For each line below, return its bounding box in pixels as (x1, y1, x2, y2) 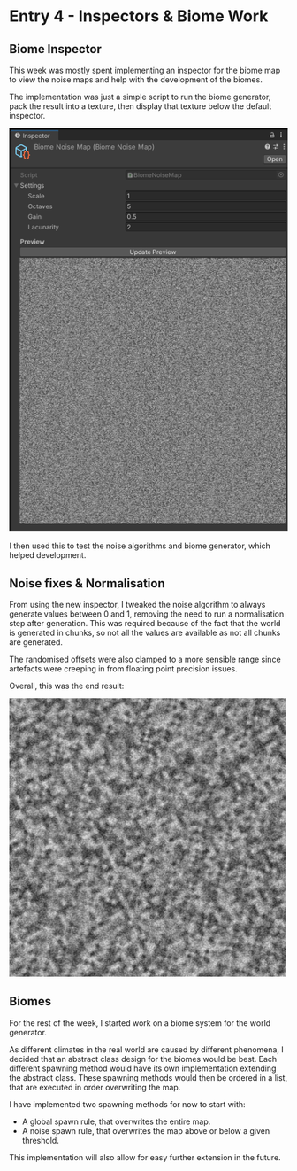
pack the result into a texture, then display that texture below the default (9, 101, 272, 112)
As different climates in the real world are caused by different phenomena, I (9, 1043, 285, 1055)
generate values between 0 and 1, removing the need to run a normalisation (9, 609, 285, 619)
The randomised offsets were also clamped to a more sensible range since (9, 654, 281, 665)
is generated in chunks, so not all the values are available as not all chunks (9, 627, 281, 639)
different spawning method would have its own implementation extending (9, 1063, 277, 1074)
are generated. (9, 637, 64, 648)
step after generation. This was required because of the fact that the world (9, 618, 281, 629)
